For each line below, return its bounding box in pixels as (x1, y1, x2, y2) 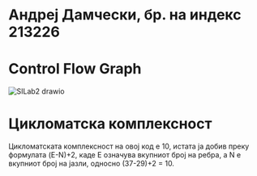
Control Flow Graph (8, 60, 142, 78)
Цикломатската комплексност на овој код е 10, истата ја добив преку (8, 141, 250, 151)
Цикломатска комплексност (8, 115, 212, 133)
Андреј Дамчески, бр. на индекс (8, 6, 242, 24)
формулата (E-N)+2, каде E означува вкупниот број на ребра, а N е (8, 150, 242, 160)
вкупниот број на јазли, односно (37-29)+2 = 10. (8, 159, 174, 169)
